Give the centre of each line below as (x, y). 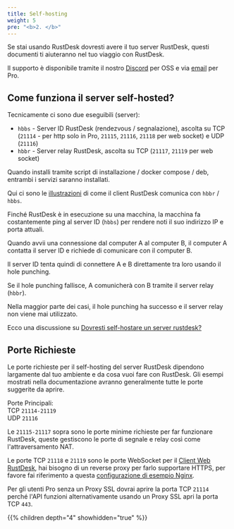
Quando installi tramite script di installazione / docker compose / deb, (108, 172)
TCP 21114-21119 (32, 411)
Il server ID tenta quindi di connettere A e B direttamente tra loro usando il (114, 264)
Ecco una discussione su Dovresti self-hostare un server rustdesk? (105, 328)
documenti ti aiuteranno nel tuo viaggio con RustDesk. (86, 54)
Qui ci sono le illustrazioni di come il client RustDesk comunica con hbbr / (113, 193)
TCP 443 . (20, 504)
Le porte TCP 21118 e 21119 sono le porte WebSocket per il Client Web (109, 460)
